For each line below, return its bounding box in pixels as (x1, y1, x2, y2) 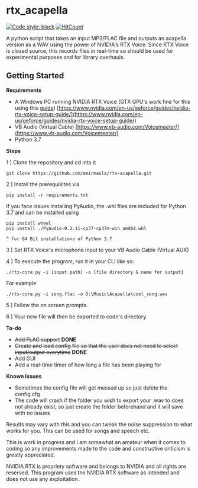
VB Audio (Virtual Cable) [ (14, 123, 78, 130)
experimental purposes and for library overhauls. (6, 53, 125, 60)
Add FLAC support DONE (14, 336, 77, 343)
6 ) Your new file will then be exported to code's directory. (6, 312, 148, 320)
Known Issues (6, 372, 42, 379)
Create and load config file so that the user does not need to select (14, 342, 178, 349)
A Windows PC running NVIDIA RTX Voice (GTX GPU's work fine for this (14, 98, 191, 105)
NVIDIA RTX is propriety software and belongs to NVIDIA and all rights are (6, 463, 186, 470)
